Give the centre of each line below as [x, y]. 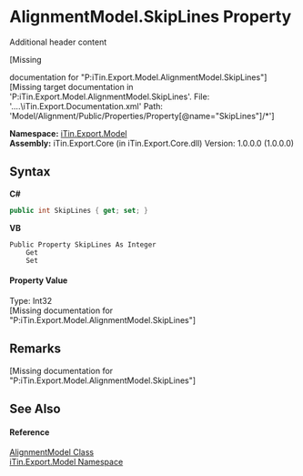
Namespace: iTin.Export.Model [68, 133]
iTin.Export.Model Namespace [66, 462]
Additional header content [58, 42]
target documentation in [89, 86]
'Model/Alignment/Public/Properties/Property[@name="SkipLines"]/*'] [142, 116]
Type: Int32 [31, 300]
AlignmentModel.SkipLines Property [151, 17]
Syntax [30, 172]
